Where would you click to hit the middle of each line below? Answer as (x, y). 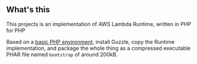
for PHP (16, 30)
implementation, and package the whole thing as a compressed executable (98, 48)
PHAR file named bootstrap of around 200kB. (62, 54)
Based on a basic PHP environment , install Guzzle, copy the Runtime (90, 41)
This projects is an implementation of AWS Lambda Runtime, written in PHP (99, 24)
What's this (28, 10)
